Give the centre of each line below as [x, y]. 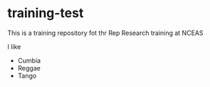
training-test [46, 13]
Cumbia [29, 60]
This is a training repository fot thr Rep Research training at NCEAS [105, 33]
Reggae [29, 68]
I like [14, 46]
